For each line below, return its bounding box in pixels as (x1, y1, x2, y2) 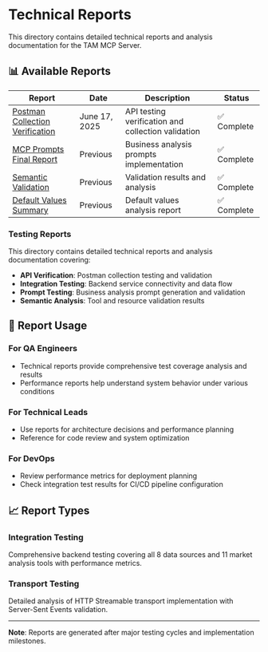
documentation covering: (8, 255, 91, 265)
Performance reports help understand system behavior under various (19, 377, 249, 388)
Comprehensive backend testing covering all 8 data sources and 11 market (8, 550, 253, 559)
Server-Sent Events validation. (8, 605, 108, 614)
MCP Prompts (12, 144, 65, 155)
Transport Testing (8, 578, 80, 589)
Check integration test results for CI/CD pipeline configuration (19, 480, 223, 489)
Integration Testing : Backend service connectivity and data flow (19, 279, 233, 289)
